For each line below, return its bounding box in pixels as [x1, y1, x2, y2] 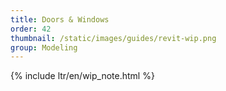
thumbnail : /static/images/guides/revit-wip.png [10, 33, 217, 43]
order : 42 [10, 24, 52, 34]
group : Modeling [10, 42, 78, 53]
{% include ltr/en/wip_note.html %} [10, 70, 155, 82]
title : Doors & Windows [10, 14, 110, 25]
